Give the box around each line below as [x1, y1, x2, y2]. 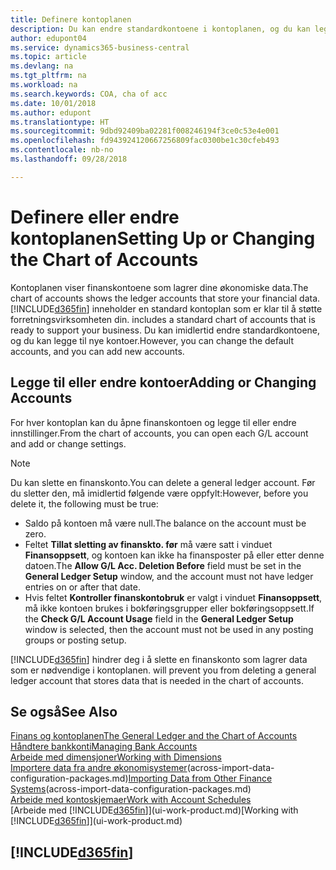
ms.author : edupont [10, 107, 92, 118]
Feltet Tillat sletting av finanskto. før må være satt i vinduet [24, 538, 273, 550]
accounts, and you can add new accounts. [10, 345, 185, 357]
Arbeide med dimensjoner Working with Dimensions [10, 751, 222, 763]
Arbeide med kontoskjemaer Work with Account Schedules [10, 794, 252, 806]
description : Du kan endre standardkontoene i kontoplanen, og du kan [10, 24, 311, 34]
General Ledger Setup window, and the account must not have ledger [24, 570, 314, 582]
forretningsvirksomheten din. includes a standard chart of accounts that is [10, 313, 316, 325]
